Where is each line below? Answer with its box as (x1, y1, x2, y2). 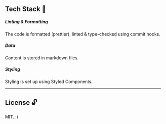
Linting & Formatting (5, 18, 48, 25)
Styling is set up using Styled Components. (5, 79, 93, 84)
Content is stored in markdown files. (5, 55, 79, 61)
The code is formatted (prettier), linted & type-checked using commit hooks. (5, 31, 161, 37)
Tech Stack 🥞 (5, 5, 46, 13)
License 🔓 (5, 98, 37, 107)
